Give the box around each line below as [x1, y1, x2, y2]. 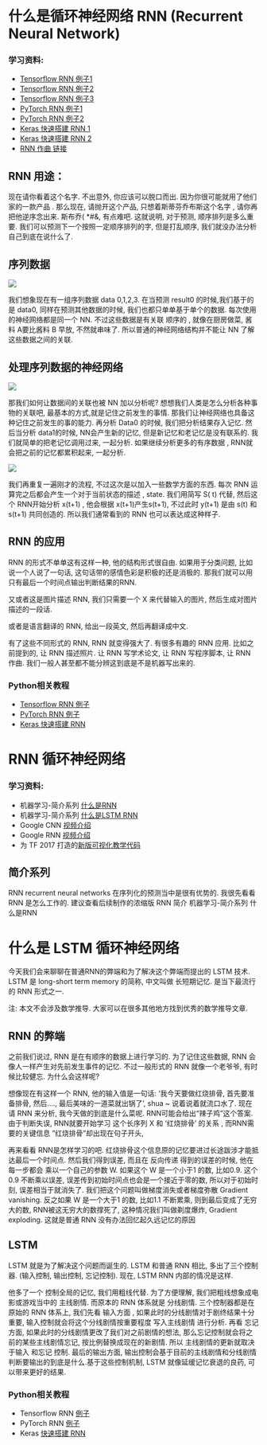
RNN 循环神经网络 [8, 750, 126, 768]
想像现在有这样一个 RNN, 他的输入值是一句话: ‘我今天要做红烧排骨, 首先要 [8, 1088, 248, 1099]
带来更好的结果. [14, 1367, 67, 1377]
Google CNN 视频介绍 [19, 820, 91, 830]
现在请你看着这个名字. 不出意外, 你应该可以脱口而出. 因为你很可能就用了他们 [8, 192, 257, 201]
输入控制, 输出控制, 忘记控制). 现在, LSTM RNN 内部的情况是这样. [21, 1271, 234, 1280]
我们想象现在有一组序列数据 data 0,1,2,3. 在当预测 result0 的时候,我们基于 [8, 295, 248, 305]
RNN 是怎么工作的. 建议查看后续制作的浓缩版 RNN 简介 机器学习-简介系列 [8, 898, 249, 908]
